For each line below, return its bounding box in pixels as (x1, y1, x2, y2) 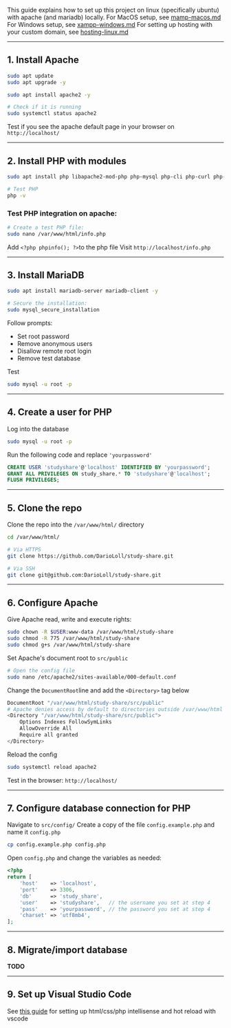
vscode (7, 1014, 29, 1022)
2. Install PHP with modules (7, 155, 127, 167)
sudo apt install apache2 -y (7, 91, 91, 99)
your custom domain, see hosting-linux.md (7, 28, 129, 36)
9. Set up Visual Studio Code (7, 989, 132, 1000)
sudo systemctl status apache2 (7, 110, 97, 117)
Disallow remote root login (16, 347, 91, 356)
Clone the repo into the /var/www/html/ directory (7, 520, 144, 529)
